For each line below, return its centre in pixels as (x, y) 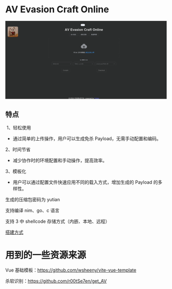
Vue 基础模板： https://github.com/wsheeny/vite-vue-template (71, 270)
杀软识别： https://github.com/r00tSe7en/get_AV (56, 281)
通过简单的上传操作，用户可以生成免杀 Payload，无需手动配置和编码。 (87, 139)
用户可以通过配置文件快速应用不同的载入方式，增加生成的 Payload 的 (85, 182)
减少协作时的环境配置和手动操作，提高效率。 (60, 161)
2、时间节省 (18, 149)
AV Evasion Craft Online (57, 9)
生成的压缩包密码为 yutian (33, 200)
